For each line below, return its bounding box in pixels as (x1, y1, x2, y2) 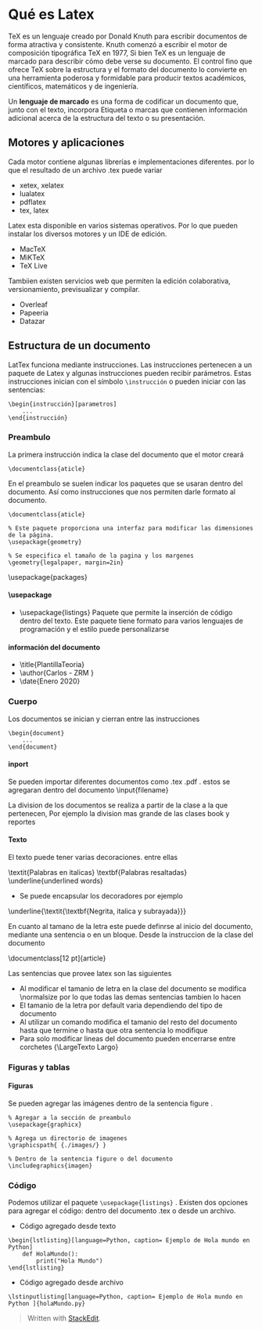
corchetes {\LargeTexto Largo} (19, 1042, 119, 1051)
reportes (8, 817, 36, 826)
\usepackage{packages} (8, 572, 88, 581)
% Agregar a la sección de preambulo (8, 1114, 131, 1122)
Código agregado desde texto (19, 1222, 117, 1231)
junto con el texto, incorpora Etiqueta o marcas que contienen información (8, 104, 248, 115)
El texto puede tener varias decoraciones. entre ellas (8, 852, 178, 862)
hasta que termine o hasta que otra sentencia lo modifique (19, 1026, 208, 1035)
